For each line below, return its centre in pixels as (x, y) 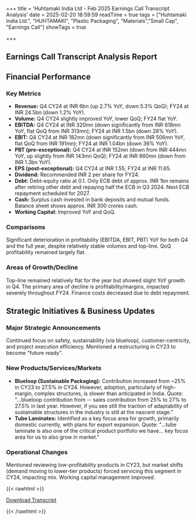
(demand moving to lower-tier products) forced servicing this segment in (94, 471)
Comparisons (26, 227)
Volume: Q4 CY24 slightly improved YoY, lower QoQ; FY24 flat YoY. (96, 119)
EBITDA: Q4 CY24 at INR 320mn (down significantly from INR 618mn (97, 125)
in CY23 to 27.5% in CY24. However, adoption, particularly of (88, 387)
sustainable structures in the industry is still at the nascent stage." (94, 412)
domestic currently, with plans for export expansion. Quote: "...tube (95, 425)
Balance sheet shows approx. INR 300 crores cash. (76, 206)
